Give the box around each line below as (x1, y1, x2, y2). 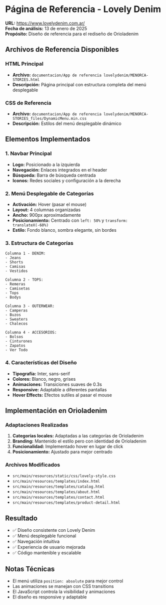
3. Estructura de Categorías (5, 239, 73, 246)
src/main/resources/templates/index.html (12, 479, 100, 484)
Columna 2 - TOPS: (5, 277, 43, 282)
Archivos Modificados (5, 462, 60, 469)
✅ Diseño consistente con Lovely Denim (12, 527, 95, 533)
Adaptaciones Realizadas (5, 421, 68, 428)
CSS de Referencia (5, 99, 51, 106)
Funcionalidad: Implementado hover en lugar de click (12, 443, 123, 449)
